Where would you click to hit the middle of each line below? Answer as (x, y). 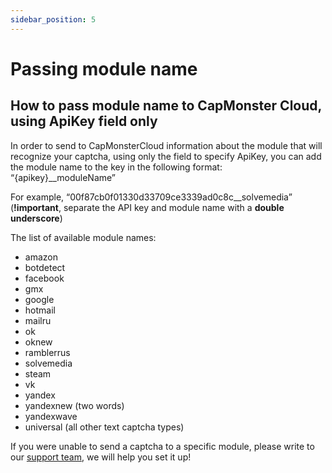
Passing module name (104, 68)
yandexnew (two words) (74, 405)
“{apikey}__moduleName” (63, 177)
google (39, 299)
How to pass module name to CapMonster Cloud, (166, 106)
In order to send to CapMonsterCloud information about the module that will (166, 145)
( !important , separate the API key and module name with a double (147, 207)
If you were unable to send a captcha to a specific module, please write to (162, 446)
